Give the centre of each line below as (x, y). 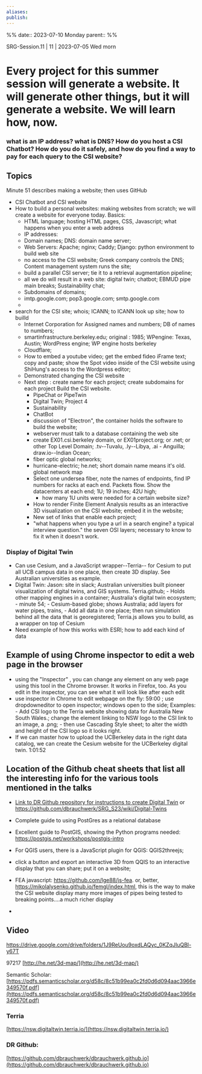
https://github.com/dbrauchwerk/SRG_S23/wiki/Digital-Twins (91, 809)
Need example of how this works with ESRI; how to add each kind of (100, 629)
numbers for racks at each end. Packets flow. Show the (102, 485)
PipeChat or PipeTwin (60, 395)
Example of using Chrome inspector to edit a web (100, 655)
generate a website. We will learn (91, 109)
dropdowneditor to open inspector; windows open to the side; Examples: (105, 705)
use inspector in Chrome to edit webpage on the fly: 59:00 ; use (94, 698)
